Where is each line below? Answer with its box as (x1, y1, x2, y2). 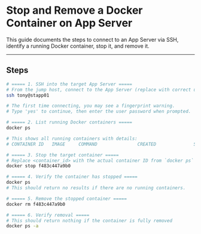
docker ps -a (6, 223, 39, 229)
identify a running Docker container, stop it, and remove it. (6, 42, 150, 50)
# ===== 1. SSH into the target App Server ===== (6, 81, 133, 87)
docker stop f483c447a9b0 (6, 163, 71, 169)
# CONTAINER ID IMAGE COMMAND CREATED (6, 141, 157, 147)
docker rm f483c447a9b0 (6, 201, 66, 207)
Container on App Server (6, 16, 133, 30)
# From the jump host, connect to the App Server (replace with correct (6, 87, 191, 93)
